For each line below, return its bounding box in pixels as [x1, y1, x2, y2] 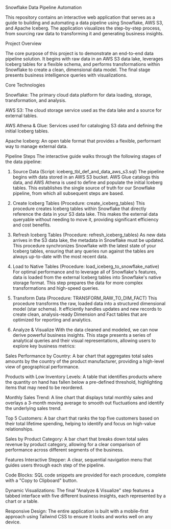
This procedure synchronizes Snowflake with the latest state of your [12, 243, 157, 248]
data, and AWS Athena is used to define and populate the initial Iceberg [12, 179, 163, 186]
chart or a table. [5, 498, 39, 504]
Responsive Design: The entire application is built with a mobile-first [5, 508, 149, 514]
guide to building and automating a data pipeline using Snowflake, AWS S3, [5, 20, 163, 26]
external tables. [5, 112, 38, 119]
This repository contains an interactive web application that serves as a [5, 14, 156, 20]
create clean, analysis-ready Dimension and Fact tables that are [12, 311, 147, 317]
